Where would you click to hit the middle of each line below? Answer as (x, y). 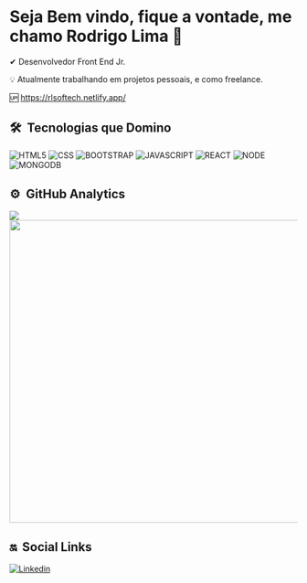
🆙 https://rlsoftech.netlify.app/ (68, 97)
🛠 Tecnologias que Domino (90, 128)
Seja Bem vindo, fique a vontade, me (151, 17)
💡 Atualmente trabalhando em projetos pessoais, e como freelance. (136, 79)
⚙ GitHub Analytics (68, 194)
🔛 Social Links (51, 547)
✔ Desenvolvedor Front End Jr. (68, 61)
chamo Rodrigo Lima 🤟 (96, 36)
